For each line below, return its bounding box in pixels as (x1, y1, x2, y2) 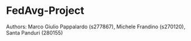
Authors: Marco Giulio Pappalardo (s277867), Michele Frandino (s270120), (6, 23, 186, 30)
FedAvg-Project (6, 4, 85, 17)
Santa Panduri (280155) (6, 29, 63, 36)
